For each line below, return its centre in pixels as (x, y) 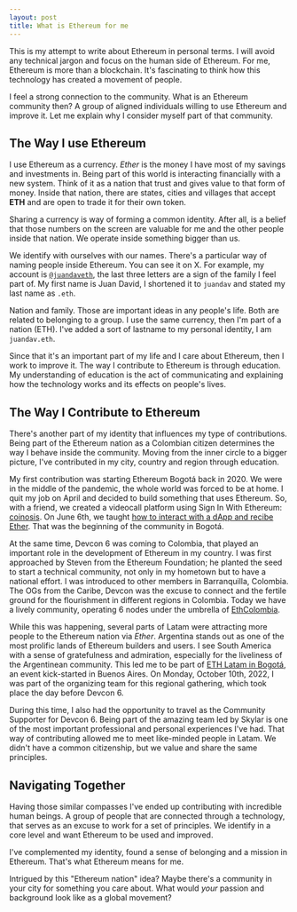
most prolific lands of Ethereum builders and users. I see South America (141, 646)
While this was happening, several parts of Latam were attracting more (138, 627)
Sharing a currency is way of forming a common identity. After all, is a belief (148, 219)
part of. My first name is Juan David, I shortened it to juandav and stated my (147, 284)
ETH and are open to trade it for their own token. (98, 202)
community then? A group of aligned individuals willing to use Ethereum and (148, 106)
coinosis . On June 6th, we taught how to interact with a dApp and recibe (141, 517)
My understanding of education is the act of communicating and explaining (146, 375)
